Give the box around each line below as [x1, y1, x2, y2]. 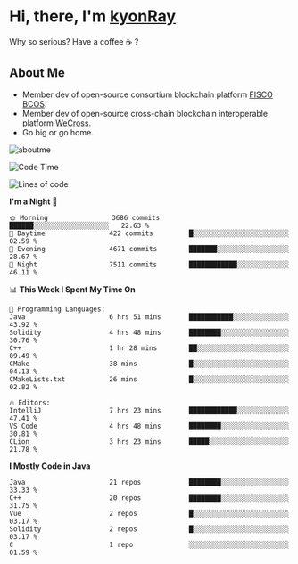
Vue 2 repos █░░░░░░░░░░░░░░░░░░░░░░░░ [9, 509, 290, 518]
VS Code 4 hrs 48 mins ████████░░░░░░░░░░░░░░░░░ [9, 421, 290, 430]
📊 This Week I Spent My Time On [9, 283, 136, 295]
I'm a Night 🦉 [9, 196, 58, 207]
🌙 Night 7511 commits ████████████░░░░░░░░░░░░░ [9, 260, 290, 269]
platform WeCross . [21, 118, 92, 128]
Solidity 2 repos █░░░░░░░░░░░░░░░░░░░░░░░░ [9, 524, 290, 534]
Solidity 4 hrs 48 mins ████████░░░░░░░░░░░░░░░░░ [9, 328, 290, 337]
